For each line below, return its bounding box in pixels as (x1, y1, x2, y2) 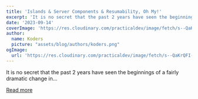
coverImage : (6, 25, 35, 31)
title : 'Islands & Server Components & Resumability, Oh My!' (6, 8, 162, 15)
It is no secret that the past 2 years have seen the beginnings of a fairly (6, 68, 179, 75)
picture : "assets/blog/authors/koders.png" (11, 42, 120, 48)
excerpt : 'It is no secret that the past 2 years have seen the (6, 14, 167, 20)
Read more (6, 86, 33, 93)
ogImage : (6, 47, 28, 53)
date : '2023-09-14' (6, 19, 54, 25)
